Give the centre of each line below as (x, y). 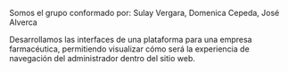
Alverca (23, 22)
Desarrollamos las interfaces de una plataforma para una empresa (131, 40)
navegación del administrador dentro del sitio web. (103, 58)
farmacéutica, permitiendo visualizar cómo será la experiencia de (129, 49)
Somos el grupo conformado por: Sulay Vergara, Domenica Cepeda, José (144, 13)
